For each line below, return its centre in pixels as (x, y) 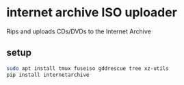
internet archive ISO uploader (92, 13)
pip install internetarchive (48, 75)
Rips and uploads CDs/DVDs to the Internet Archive (79, 31)
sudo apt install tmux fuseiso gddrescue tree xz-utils (88, 68)
